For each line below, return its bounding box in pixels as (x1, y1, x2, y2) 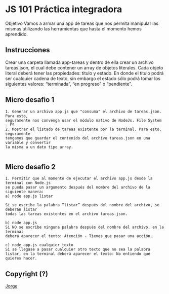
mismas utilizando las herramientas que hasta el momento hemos (5, 25, 142, 31)
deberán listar (5, 207, 37, 212)
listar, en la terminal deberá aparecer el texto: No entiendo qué (5, 251, 151, 256)
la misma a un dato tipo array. (5, 144, 73, 150)
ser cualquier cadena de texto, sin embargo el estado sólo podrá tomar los (5, 75, 161, 82)
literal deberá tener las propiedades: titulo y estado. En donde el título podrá (5, 70, 164, 76)
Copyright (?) (5, 270, 48, 278)
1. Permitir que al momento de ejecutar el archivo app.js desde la (5, 176, 153, 181)
